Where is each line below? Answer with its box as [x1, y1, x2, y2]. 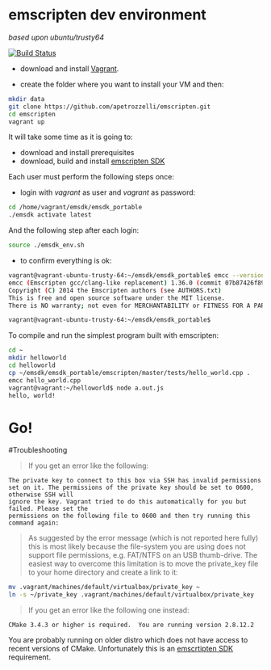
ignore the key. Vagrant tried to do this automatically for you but [8, 498, 248, 506]
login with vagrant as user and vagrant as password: [19, 188, 196, 197]
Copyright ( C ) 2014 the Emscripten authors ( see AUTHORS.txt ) [8, 286, 222, 294]
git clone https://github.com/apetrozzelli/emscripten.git [8, 103, 211, 111]
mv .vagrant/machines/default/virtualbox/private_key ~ [8, 584, 200, 592]
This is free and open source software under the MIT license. [8, 293, 226, 302]
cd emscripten [8, 110, 56, 118]
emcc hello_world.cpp [8, 376, 81, 385]
